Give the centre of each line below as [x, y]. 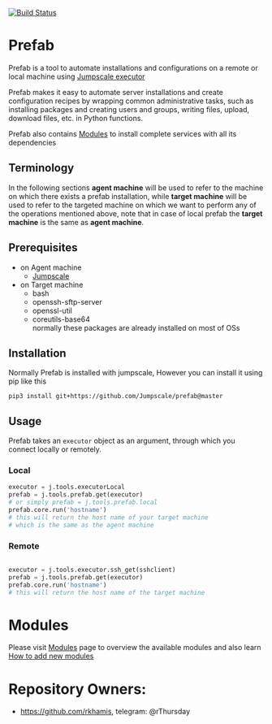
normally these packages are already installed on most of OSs [136, 327]
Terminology [41, 168]
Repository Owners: [78, 689]
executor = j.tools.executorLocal [67, 488]
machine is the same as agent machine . [76, 222]
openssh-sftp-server [67, 301]
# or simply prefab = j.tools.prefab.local [83, 503]
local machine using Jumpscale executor [77, 76]
